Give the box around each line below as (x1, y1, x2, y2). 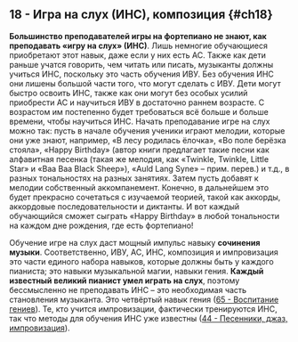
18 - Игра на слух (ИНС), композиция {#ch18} (9, 7, 273, 22)
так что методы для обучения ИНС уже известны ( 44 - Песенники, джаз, (9, 313, 288, 323)
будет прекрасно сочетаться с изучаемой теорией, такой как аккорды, (9, 191, 281, 202)
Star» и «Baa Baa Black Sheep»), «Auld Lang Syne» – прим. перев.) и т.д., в (9, 163, 290, 174)
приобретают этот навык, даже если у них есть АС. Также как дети (9, 49, 267, 61)
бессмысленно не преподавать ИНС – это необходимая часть (9, 284, 247, 295)
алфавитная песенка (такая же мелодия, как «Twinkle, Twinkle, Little (9, 153, 270, 164)
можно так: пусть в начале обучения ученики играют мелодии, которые (9, 125, 286, 136)
